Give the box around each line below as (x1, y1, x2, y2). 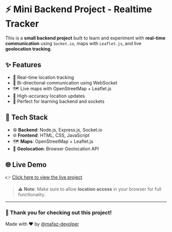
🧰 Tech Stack (5, 113, 48, 122)
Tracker (5, 18, 39, 30)
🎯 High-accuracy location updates (12, 93, 85, 99)
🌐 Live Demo (5, 160, 47, 169)
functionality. (17, 192, 46, 198)
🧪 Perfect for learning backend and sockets (12, 98, 105, 104)
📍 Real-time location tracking (12, 74, 74, 80)
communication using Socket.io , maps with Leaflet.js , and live (5, 40, 142, 46)
